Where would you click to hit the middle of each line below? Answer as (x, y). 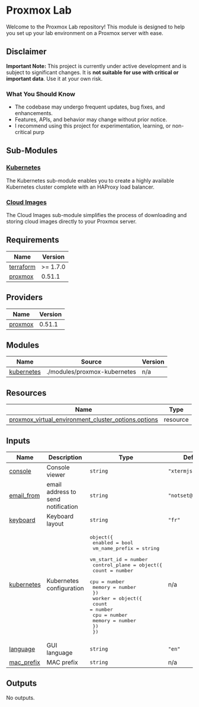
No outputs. (20, 698)
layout (55, 524)
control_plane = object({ (128, 565)
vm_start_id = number (119, 560)
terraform (23, 266)
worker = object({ (117, 599)
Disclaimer (26, 52)
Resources (26, 393)
